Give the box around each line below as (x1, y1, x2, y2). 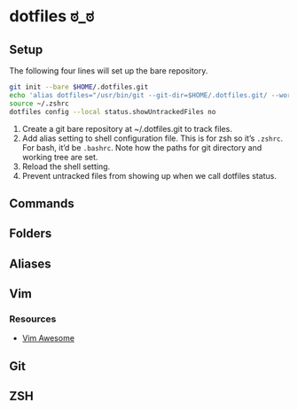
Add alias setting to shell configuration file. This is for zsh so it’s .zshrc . (21, 133, 284, 143)
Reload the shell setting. (21, 161, 111, 172)
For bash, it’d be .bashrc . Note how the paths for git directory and (21, 142, 263, 152)
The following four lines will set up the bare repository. (9, 66, 208, 76)
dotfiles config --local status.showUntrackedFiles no (9, 107, 216, 116)
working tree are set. (21, 151, 98, 162)
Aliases (9, 256, 51, 271)
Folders (9, 226, 52, 241)
